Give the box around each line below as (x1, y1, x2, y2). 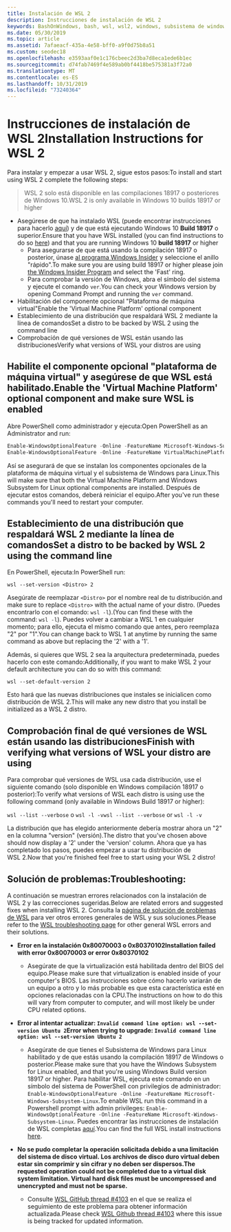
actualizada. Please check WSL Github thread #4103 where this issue (27, 1210, 222, 1218)
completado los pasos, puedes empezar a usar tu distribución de (7, 846, 191, 854)
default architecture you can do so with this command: (7, 665, 162, 673)
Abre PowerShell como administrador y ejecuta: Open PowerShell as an (7, 422, 208, 430)
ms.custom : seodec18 (7, 49, 67, 56)
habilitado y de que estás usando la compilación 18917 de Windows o (27, 1053, 224, 1062)
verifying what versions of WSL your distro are (7, 746, 211, 758)
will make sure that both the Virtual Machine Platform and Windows (7, 475, 198, 484)
